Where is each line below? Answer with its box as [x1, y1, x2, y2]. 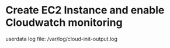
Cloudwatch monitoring [5, 16, 123, 29]
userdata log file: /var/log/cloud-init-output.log [5, 35, 118, 42]
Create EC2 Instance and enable [5, 4, 165, 17]
